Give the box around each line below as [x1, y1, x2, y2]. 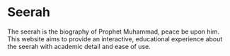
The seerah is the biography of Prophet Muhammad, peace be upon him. [7, 27, 220, 36]
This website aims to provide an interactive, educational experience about [7, 34, 223, 43]
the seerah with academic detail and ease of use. [7, 42, 151, 50]
